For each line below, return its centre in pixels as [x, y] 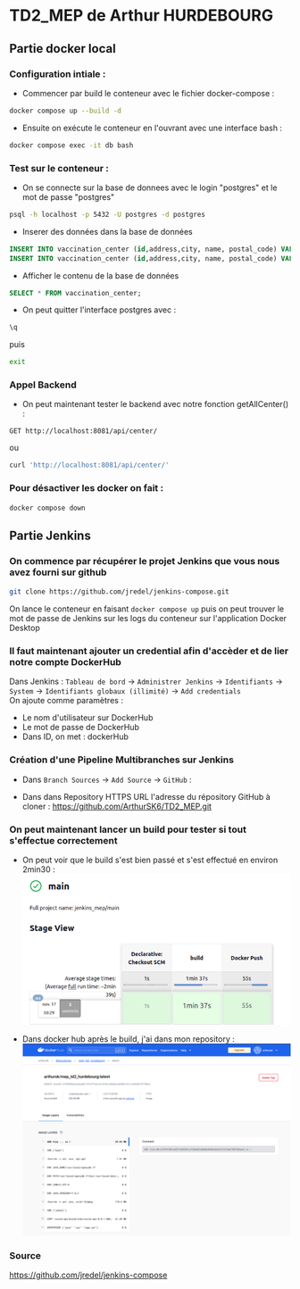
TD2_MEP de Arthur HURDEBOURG [142, 16]
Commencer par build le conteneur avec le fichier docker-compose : [148, 93]
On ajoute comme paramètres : [66, 701]
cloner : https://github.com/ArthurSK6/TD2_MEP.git [117, 806]
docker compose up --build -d [66, 111]
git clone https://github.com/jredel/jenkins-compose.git [119, 592]
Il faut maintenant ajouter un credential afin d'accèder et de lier [149, 651]
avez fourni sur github [58, 572]
